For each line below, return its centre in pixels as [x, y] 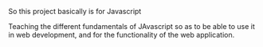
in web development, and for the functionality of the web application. [122, 35]
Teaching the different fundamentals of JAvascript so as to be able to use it [131, 26]
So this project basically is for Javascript [75, 11]
